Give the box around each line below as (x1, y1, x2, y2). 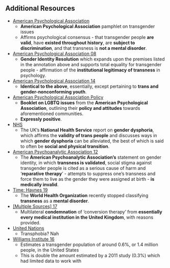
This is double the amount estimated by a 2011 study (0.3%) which (20, 252, 160, 258)
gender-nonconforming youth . (20, 88, 87, 94)
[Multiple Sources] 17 (12, 203, 58, 209)
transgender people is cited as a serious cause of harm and (20, 165, 146, 171)
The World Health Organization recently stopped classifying (20, 192, 149, 198)
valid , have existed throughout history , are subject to (20, 40, 135, 46)
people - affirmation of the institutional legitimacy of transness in (20, 67, 160, 73)
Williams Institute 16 (12, 236, 55, 242)
